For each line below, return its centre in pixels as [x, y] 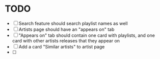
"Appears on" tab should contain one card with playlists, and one [87, 35]
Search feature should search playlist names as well [73, 23]
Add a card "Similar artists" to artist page [62, 46]
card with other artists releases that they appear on [66, 40]
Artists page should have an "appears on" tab [66, 29]
